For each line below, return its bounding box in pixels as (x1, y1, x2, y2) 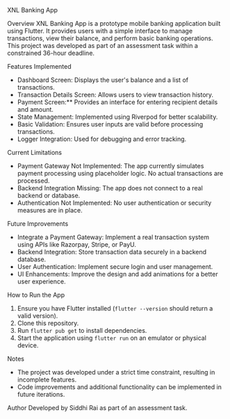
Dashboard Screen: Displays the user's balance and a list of (17, 76, 189, 84)
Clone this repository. (17, 319, 79, 327)
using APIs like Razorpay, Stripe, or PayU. (17, 240, 137, 249)
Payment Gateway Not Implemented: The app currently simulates (17, 162, 204, 170)
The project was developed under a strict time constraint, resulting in (17, 368, 215, 376)
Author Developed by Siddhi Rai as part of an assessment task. (7, 404, 188, 412)
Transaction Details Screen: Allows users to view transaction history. (17, 90, 214, 99)
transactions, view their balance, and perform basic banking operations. (7, 34, 213, 42)
